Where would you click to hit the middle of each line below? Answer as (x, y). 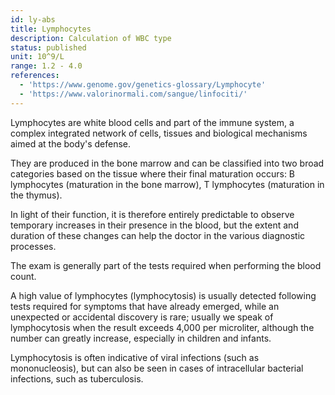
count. (23, 276)
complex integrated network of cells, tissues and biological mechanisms (159, 133)
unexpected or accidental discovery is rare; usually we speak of (142, 317)
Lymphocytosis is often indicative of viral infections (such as (135, 357)
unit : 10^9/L (37, 57)
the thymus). (36, 195)
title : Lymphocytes (51, 29)
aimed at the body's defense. (71, 143)
